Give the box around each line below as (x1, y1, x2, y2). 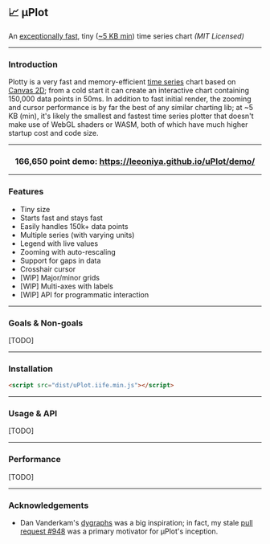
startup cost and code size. (8, 129, 99, 138)
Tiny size (19, 204, 51, 214)
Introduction (8, 59, 58, 70)
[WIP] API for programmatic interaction (19, 289, 149, 299)
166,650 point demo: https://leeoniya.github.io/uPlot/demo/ (14, 156, 256, 167)
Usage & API (8, 408, 58, 419)
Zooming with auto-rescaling (19, 247, 117, 256)
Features (8, 186, 44, 198)
